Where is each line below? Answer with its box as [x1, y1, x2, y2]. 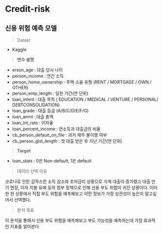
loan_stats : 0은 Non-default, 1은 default [12, 158, 91, 163]
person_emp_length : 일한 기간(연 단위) [12, 90, 89, 96]
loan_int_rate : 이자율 [12, 120, 54, 126]
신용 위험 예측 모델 [5, 24, 57, 32]
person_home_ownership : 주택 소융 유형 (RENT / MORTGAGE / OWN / [12, 79, 152, 85]
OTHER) [12, 85, 29, 90]
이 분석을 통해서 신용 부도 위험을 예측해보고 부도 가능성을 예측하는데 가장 [5, 217, 143, 223]
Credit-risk [5, 3, 50, 15]
